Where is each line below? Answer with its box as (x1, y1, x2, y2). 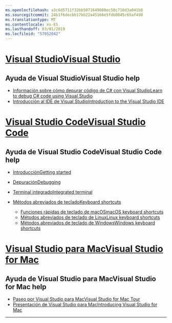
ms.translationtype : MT (5, 17, 56, 22)
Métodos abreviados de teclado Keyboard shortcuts (12, 199, 121, 205)
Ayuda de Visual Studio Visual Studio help (5, 74, 140, 83)
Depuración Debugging (12, 179, 61, 185)
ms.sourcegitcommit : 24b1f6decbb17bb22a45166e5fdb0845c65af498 (5, 12, 143, 17)
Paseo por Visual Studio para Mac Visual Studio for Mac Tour (12, 296, 140, 302)
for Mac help (5, 282, 47, 291)
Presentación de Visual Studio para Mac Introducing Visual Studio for (12, 301, 158, 308)
